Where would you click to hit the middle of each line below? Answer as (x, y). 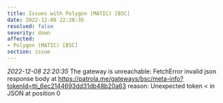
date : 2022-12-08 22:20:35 (46, 20)
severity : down (29, 33)
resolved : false (30, 26)
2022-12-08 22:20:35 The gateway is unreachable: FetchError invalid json (112, 71)
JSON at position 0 (34, 93)
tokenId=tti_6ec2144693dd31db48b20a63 (67, 86)
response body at (32, 78)
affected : (21, 39)
